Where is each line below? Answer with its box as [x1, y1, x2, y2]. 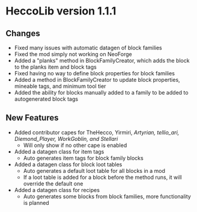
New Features [5, 113, 59, 123]
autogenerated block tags [14, 95, 79, 102]
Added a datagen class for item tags [14, 148, 105, 155]
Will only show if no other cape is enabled [23, 142, 127, 149]
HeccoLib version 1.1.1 [5, 4, 117, 18]
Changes [5, 28, 40, 39]
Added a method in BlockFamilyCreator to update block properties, [14, 76, 181, 83]
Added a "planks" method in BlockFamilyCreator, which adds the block [14, 57, 190, 64]
